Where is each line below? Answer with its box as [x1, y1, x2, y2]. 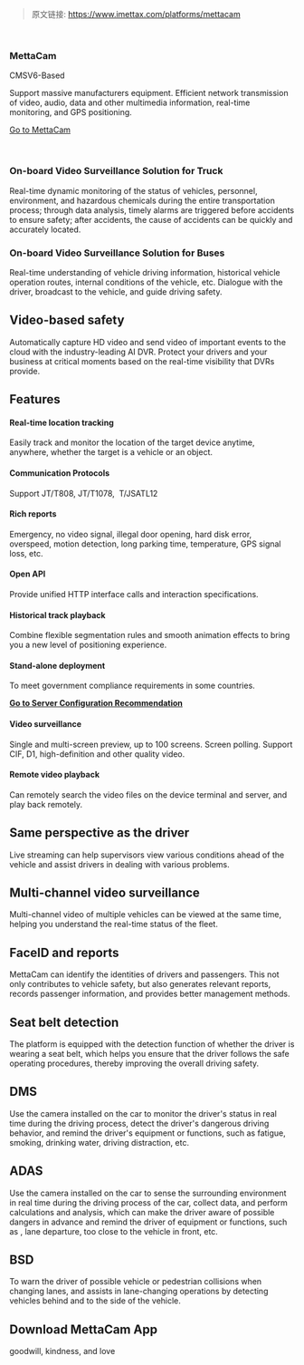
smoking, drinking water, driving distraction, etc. [9, 1137, 190, 1147]
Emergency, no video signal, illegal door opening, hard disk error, [9, 528, 252, 539]
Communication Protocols [9, 467, 110, 479]
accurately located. [9, 224, 81, 235]
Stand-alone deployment [9, 660, 106, 671]
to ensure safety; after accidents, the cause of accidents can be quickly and [9, 214, 293, 225]
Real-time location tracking [9, 417, 115, 428]
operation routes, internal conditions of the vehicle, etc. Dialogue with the [9, 276, 283, 287]
